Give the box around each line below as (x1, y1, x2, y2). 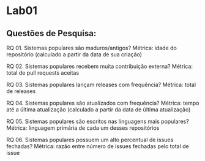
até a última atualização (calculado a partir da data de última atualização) (6, 106, 191, 113)
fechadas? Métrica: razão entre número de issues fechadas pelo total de (6, 143, 190, 150)
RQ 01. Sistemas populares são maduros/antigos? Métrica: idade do (6, 44, 177, 51)
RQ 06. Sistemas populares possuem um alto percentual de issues (6, 136, 174, 143)
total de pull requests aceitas (6, 69, 80, 77)
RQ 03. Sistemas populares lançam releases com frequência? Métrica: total (6, 81, 196, 88)
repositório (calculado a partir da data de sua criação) (6, 51, 143, 58)
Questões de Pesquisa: (6, 28, 97, 39)
